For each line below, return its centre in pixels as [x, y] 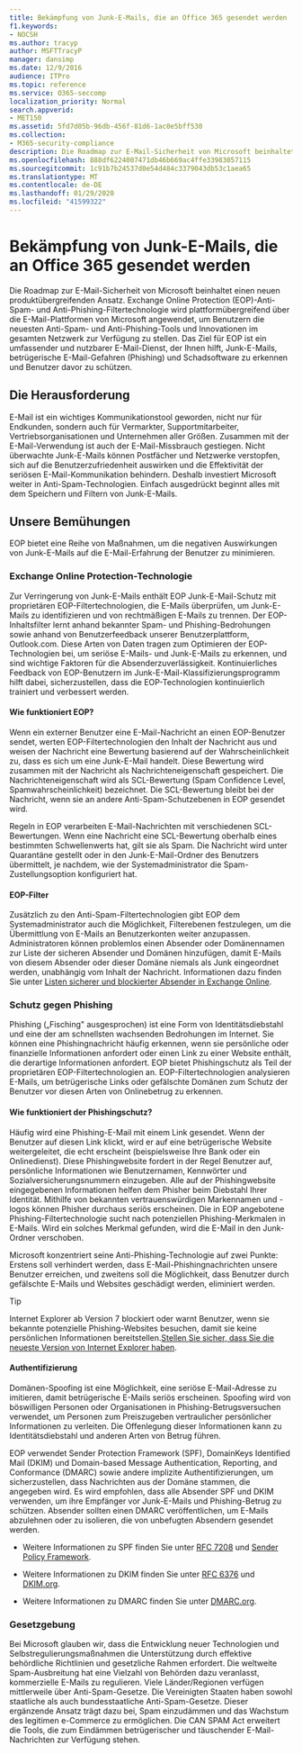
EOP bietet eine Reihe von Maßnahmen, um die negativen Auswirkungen [143, 543]
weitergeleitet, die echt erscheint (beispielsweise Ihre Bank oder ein [135, 1151]
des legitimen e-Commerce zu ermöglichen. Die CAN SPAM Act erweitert [145, 1721]
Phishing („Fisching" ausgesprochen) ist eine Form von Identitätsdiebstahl [147, 1025]
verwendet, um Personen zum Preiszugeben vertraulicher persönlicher [141, 1416]
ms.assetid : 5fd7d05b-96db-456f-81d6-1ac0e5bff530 [106, 127]
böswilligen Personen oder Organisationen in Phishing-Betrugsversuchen [145, 1406]
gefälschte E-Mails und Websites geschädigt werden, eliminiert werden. [142, 1283]
